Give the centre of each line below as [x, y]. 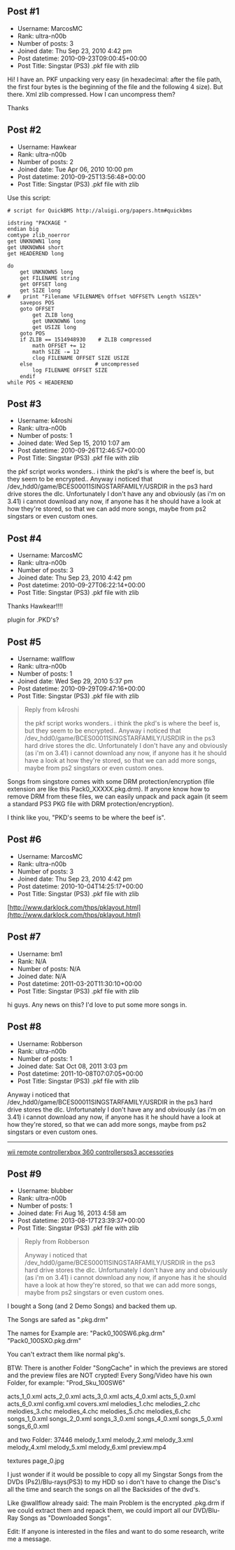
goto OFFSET [37, 309]
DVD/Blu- [207, 1511]
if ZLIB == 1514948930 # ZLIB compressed [86, 340]
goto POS [33, 333]
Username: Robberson [50, 1043]
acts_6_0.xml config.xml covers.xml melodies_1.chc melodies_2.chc [104, 1404]
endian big [23, 229]
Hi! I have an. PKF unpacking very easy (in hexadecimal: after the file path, [114, 79]
